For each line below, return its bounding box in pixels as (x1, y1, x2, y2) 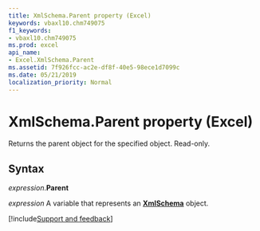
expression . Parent (8, 183, 69, 193)
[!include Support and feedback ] (8, 214, 113, 224)
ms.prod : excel (8, 41, 59, 49)
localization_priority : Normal (8, 78, 112, 86)
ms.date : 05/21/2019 (8, 71, 77, 79)
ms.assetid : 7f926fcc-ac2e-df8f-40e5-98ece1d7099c (8, 64, 180, 72)
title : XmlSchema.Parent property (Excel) (8, 11, 152, 20)
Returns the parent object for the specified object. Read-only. (8, 139, 211, 148)
